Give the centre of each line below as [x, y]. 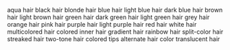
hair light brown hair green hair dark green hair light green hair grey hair [108, 17]
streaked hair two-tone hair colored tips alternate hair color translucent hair [114, 39]
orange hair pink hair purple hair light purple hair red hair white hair [102, 24]
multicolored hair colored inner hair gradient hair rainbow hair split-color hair [115, 32]
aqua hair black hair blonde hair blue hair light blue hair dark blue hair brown [115, 10]
